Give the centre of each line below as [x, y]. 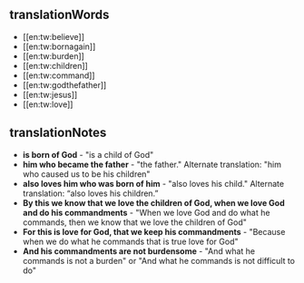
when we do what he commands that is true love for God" [130, 241]
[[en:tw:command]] [59, 75]
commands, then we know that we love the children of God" [134, 222]
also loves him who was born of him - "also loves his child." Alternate [153, 183]
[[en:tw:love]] [48, 104]
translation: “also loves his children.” [90, 193]
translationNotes [58, 133]
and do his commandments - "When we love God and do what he [146, 212]
